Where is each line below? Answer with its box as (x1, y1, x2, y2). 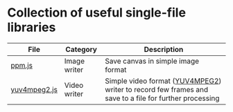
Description (144, 44, 184, 54)
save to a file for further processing (105, 93, 220, 103)
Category (65, 44, 97, 54)
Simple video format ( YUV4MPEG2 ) (105, 76, 222, 86)
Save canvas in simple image (105, 56, 200, 66)
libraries (7, 19, 56, 35)
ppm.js (10, 60, 33, 70)
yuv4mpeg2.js (10, 84, 58, 94)
